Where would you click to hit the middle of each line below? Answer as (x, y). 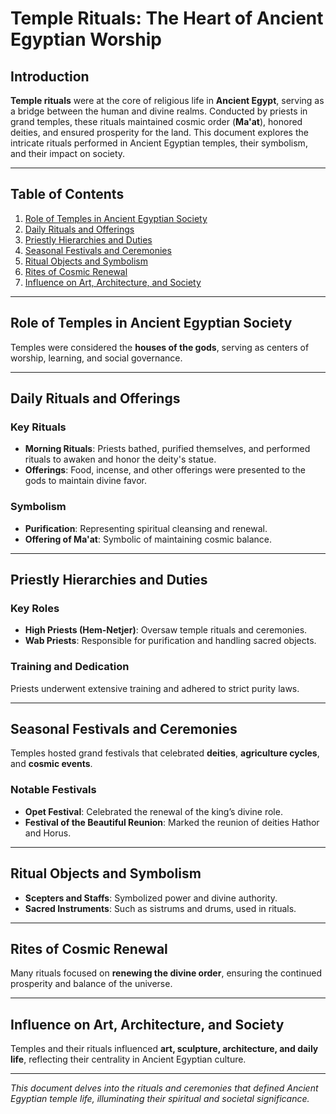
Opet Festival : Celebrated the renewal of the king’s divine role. (153, 811)
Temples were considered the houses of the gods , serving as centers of (160, 347)
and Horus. (48, 833)
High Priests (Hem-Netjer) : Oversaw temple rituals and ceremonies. (166, 630)
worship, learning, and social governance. (96, 358)
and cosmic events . (51, 764)
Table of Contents (67, 194)
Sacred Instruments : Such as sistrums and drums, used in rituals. (160, 908)
